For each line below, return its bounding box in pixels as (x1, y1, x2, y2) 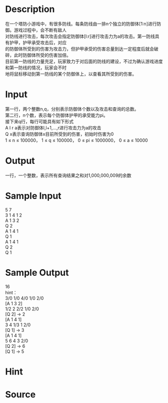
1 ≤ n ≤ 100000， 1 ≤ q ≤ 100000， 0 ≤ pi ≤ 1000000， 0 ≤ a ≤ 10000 (5, 137, 148, 143)
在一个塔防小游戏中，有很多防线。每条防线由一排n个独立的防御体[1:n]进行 (5, 21, 157, 27)
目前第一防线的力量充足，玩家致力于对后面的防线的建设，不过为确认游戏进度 (5, 58, 163, 64)
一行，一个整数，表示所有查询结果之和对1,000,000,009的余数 (5, 172, 131, 178)
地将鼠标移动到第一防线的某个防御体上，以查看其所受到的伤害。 (5, 71, 136, 77)
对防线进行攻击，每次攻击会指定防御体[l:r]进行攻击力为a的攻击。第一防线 (5, 33, 155, 39)
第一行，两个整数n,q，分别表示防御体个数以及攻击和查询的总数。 (5, 106, 139, 112)
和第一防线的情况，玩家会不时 (5, 64, 66, 71)
